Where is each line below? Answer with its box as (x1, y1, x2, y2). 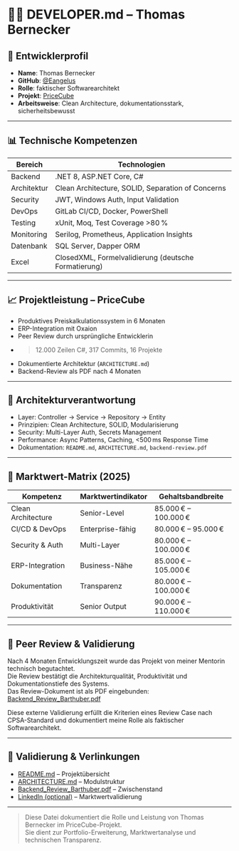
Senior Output (80, 602, 127, 612)
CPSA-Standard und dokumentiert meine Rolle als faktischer (7, 716, 184, 725)
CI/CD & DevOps (11, 524, 66, 534)
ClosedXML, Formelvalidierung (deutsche (55, 252, 194, 262)
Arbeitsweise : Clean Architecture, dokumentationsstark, (17, 99, 184, 108)
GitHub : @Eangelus (17, 76, 76, 85)
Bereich (16, 160, 43, 169)
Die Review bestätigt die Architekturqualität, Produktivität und (7, 672, 188, 681)
